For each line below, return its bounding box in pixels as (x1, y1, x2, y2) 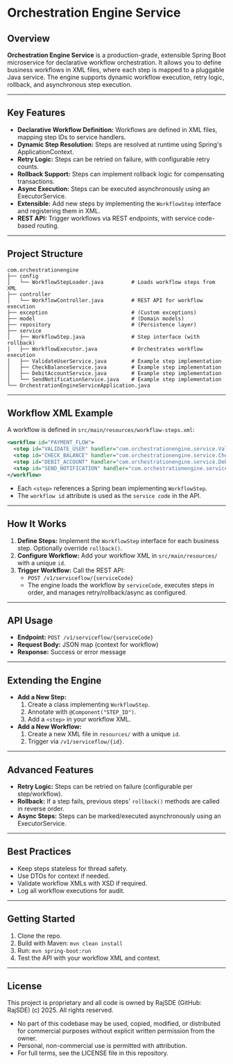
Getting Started (7, 913, 76, 925)
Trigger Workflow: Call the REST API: (17, 566, 126, 574)
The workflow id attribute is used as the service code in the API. (17, 491, 202, 499)
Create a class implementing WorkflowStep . (27, 700, 150, 709)
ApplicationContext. (17, 147, 74, 156)
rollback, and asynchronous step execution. (7, 81, 132, 88)
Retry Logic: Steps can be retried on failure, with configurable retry (17, 155, 210, 163)
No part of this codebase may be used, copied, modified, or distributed (17, 1020, 221, 1028)
